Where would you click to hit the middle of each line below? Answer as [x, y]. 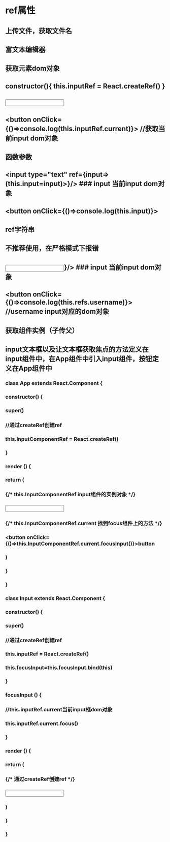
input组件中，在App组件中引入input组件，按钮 [79, 359]
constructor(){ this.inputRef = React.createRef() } [85, 86]
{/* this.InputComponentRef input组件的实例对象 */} [71, 495]
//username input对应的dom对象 [57, 311]
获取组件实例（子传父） [42, 330]
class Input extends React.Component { [55, 598]
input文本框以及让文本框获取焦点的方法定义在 [77, 350]
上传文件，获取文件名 [39, 31]
